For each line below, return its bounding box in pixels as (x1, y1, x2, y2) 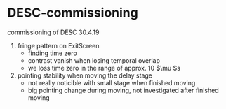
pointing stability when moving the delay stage (17, 71, 153, 80)
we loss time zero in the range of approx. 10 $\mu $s (27, 64, 181, 72)
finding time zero (27, 49, 77, 57)
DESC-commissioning (7, 5, 138, 21)
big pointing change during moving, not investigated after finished (27, 86, 219, 94)
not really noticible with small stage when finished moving (27, 78, 196, 87)
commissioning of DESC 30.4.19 (7, 28, 100, 36)
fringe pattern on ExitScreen (17, 41, 100, 50)
